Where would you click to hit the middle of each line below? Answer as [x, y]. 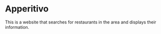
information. [17, 27]
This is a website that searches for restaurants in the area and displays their [81, 22]
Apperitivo [27, 9]
